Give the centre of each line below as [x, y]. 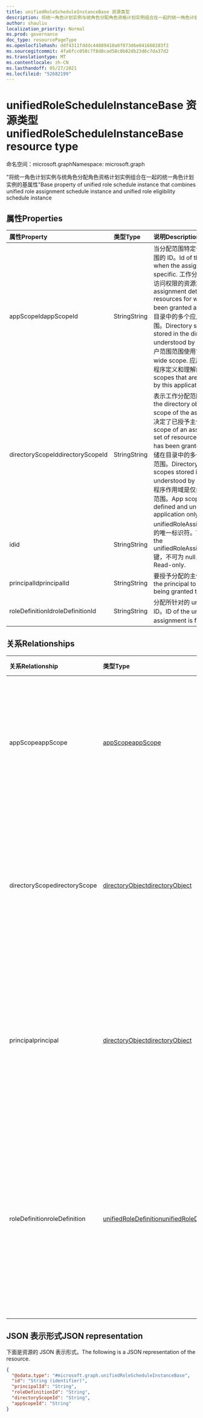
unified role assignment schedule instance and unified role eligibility [91, 192]
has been [166, 446]
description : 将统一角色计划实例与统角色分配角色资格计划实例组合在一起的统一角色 [98, 18]
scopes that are [176, 377]
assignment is [173, 620]
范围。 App [168, 499]
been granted [172, 307]
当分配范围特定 [175, 249]
